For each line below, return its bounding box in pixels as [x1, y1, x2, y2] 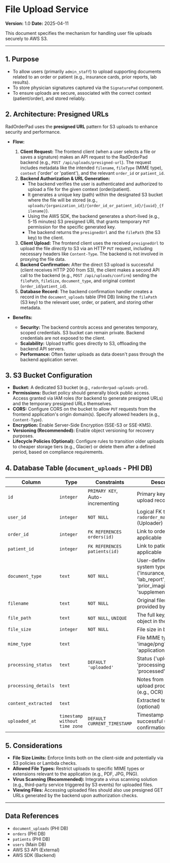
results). [12, 79, 30, 85]
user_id [8, 515, 26, 520]
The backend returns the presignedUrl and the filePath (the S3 [27, 229, 161, 235]
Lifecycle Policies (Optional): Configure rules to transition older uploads [12, 438, 164, 444]
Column [21, 479, 41, 486]
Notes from [137, 676, 164, 683]
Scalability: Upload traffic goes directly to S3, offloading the [20, 340, 147, 346]
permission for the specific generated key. [27, 224, 116, 230]
